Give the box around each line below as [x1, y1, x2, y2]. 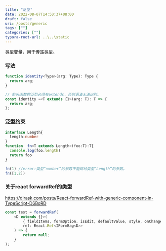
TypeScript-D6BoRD [5, 200, 47, 206]
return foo [9, 152, 32, 158]
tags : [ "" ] [5, 26, 28, 31]
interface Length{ [5, 130, 43, 135]
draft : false [5, 16, 32, 21]
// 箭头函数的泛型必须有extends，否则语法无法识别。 [5, 92, 101, 97]
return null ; [23, 233, 50, 238]
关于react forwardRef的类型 [5, 183, 73, 190]
